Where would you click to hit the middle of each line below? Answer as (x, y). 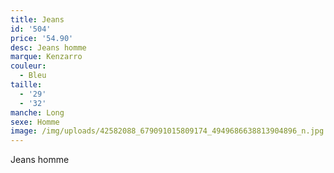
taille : (26, 85)
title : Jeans (37, 19)
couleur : (28, 66)
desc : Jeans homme (48, 47)
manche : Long (37, 112)
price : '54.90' (42, 38)
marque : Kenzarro (46, 57)
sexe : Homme (35, 122)
